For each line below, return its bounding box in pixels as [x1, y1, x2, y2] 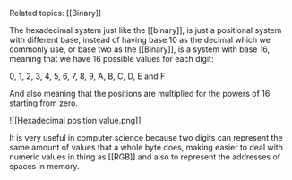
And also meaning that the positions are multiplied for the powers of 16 [9, 89, 271, 99]
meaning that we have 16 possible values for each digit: [9, 54, 214, 64]
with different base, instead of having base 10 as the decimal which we [9, 35, 271, 45]
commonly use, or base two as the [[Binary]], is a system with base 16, [9, 44, 271, 55]
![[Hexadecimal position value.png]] [9, 116, 142, 125]
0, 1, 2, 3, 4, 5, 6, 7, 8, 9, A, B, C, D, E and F [9, 71, 166, 81]
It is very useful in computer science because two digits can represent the [9, 133, 284, 142]
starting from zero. [9, 98, 79, 108]
